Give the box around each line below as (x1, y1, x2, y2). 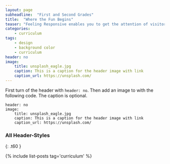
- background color (14, 45, 56, 50)
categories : (5, 26, 30, 31)
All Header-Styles (5, 132, 50, 139)
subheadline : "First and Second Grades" (5, 12, 94, 17)
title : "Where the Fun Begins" (5, 17, 73, 22)
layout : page (5, 7, 33, 13)
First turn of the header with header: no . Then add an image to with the (5, 87, 153, 93)
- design (14, 40, 33, 46)
